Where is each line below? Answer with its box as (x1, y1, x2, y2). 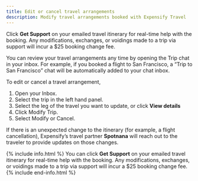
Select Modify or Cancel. (14, 114, 76, 121)
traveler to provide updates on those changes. (6, 139, 119, 146)
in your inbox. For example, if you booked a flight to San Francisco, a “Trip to (6, 60, 193, 68)
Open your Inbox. (14, 90, 57, 97)
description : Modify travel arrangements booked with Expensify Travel (6, 14, 186, 20)
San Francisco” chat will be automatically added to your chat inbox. (6, 67, 170, 74)
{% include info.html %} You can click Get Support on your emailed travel (6, 150, 186, 157)
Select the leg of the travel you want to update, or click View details (14, 102, 181, 109)
